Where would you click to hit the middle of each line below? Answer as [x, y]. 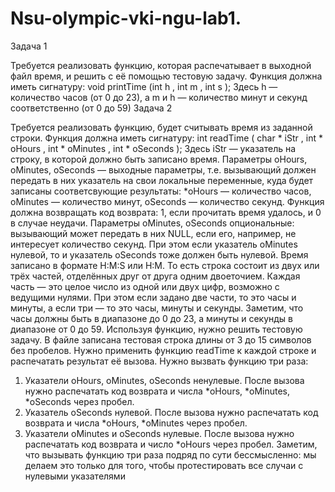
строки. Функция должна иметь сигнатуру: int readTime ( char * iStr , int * [166, 138]
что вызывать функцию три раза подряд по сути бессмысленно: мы [170, 454]
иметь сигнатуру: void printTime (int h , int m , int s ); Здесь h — [144, 86]
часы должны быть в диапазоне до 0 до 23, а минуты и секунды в [151, 318]
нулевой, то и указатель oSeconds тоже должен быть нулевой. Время [159, 254]
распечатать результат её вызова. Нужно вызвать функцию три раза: [159, 361]
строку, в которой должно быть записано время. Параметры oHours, [159, 159]
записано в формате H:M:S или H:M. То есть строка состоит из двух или [165, 265]
